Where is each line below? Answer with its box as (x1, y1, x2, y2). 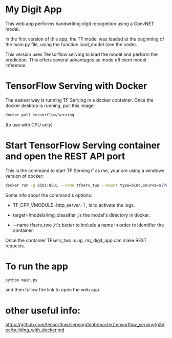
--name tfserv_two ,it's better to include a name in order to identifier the (12, 222, 164, 228)
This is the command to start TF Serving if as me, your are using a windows (5, 167, 165, 174)
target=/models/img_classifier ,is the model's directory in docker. (12, 212, 150, 218)
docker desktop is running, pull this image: (5, 102, 95, 109)
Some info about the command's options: (5, 192, 93, 198)
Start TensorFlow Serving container (5, 139, 161, 151)
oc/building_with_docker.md (5, 327, 65, 333)
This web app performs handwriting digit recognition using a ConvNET (5, 20, 155, 27)
